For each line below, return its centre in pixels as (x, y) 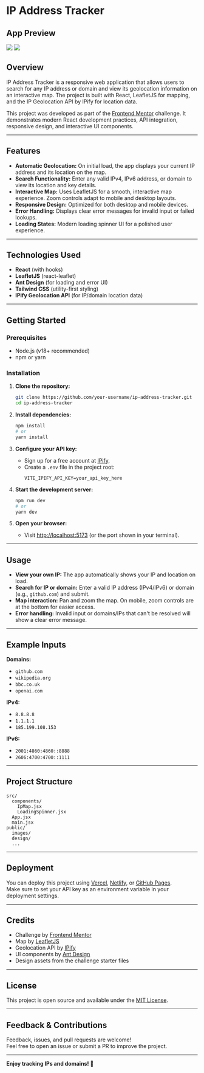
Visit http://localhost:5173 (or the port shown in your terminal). (102, 535)
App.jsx (22, 817)
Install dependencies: (43, 415)
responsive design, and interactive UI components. (70, 126)
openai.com (29, 691)
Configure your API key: (46, 449)
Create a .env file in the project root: (70, 467)
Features (23, 151)
